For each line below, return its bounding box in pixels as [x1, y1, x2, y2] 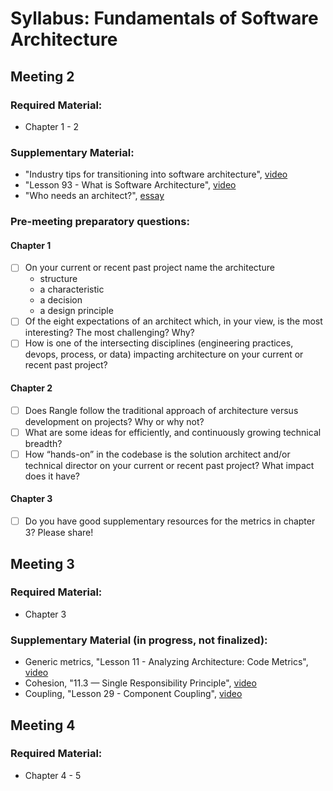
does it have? [24, 470, 81, 482]
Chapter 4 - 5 [24, 769, 82, 781]
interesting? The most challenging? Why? [24, 327, 195, 339]
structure [39, 273, 78, 285]
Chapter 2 [10, 382, 53, 394]
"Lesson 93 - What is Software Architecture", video [24, 179, 237, 191]
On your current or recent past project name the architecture [24, 262, 275, 274]
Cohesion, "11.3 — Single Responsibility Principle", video [24, 677, 257, 689]
